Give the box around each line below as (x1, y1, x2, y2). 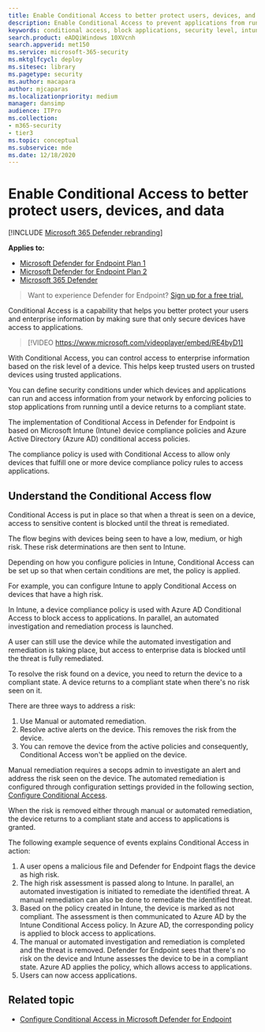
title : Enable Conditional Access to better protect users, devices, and (8, 11, 256, 20)
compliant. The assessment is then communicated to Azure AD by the (19, 912, 247, 921)
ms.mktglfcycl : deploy (8, 56, 83, 64)
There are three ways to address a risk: (8, 701, 136, 711)
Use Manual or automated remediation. (19, 716, 147, 726)
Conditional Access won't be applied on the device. (19, 750, 188, 759)
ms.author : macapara (8, 77, 77, 85)
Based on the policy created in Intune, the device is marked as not (19, 903, 235, 913)
